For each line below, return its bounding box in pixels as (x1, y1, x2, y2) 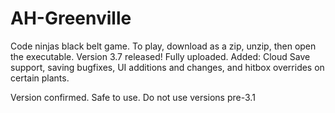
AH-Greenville (10, 7, 132, 30)
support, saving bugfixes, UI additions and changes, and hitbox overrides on (10, 61, 325, 73)
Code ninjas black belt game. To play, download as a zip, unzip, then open (10, 40, 317, 52)
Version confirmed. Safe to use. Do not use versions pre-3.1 (10, 91, 256, 103)
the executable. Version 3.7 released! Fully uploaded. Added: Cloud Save (10, 50, 311, 62)
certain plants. (10, 72, 70, 84)
